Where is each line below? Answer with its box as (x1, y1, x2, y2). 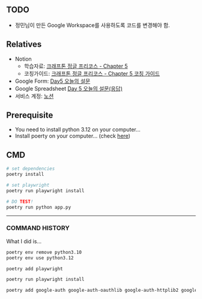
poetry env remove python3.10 (6, 249, 82, 255)
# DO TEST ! (6, 198, 34, 205)
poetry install (6, 171, 44, 178)
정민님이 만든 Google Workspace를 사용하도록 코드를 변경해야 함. (14, 21, 170, 29)
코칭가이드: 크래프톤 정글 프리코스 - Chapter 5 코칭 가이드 (23, 70, 161, 77)
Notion (14, 55, 32, 62)
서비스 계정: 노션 (14, 92, 54, 100)
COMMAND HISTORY (6, 224, 70, 232)
